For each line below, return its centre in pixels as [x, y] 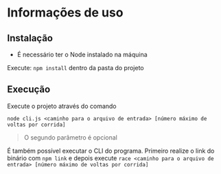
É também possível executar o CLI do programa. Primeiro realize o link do [111, 151]
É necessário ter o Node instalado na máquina [82, 54]
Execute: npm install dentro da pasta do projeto [75, 68]
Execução [29, 90]
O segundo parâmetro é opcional [71, 137]
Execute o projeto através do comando [62, 106]
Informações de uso [65, 13]
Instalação [30, 38]
